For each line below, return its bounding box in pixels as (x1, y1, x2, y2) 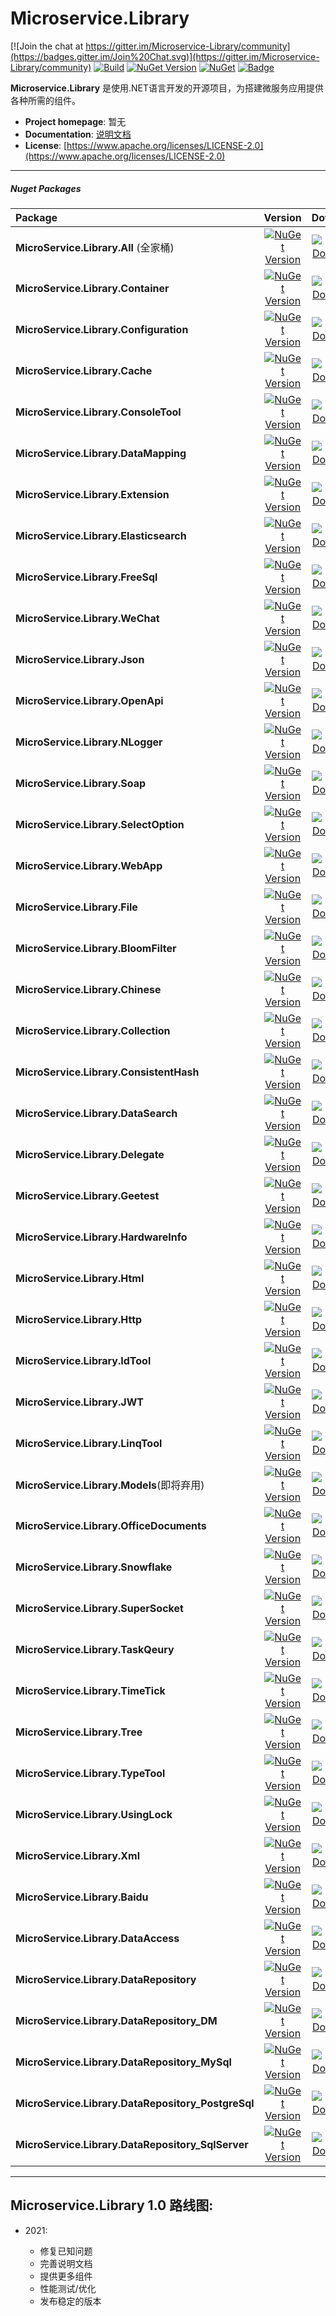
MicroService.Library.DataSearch (15, 1106, 178, 1120)
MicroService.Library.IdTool (15, 1353, 152, 1367)
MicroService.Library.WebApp (15, 858, 163, 872)
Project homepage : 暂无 (24, 115, 127, 127)
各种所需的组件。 (10, 94, 81, 106)
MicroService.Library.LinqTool (15, 1436, 163, 1450)
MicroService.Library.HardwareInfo (15, 1230, 188, 1244)
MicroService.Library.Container (15, 281, 170, 295)
